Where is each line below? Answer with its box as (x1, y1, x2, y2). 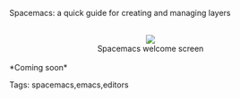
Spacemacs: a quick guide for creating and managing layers (9, 8, 231, 18)
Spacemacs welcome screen (97, 44, 204, 54)
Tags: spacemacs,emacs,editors (9, 79, 129, 90)
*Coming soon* (9, 62, 68, 72)
